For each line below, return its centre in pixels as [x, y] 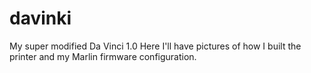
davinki [40, 18]
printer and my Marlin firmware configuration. [103, 56]
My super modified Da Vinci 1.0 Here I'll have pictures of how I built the [155, 46]
